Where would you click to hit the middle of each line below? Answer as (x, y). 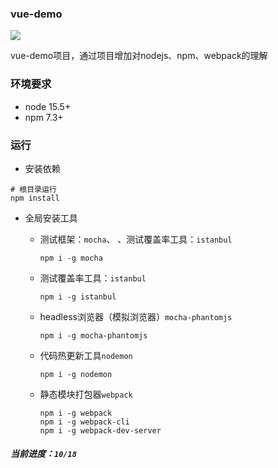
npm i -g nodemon (76, 374)
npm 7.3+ (44, 117)
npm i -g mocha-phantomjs (93, 335)
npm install (35, 198)
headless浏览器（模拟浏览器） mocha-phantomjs (136, 316)
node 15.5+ (48, 106)
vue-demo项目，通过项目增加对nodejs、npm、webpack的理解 (139, 56)
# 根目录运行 (33, 189)
